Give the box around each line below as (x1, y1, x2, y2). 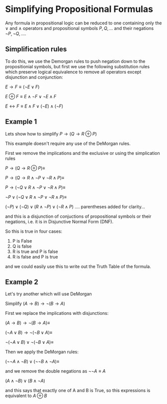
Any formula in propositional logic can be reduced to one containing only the (5, 20, 162, 26)
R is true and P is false (12, 248, 58, 255)
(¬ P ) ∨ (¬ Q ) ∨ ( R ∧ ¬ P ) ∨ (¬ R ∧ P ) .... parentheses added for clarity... (5, 203, 146, 210)
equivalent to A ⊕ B (5, 393, 47, 399)
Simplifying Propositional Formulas (5, 3, 153, 15)
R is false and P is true (12, 254, 58, 260)
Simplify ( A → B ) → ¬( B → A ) (5, 300, 66, 307)
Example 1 (5, 118, 37, 126)
